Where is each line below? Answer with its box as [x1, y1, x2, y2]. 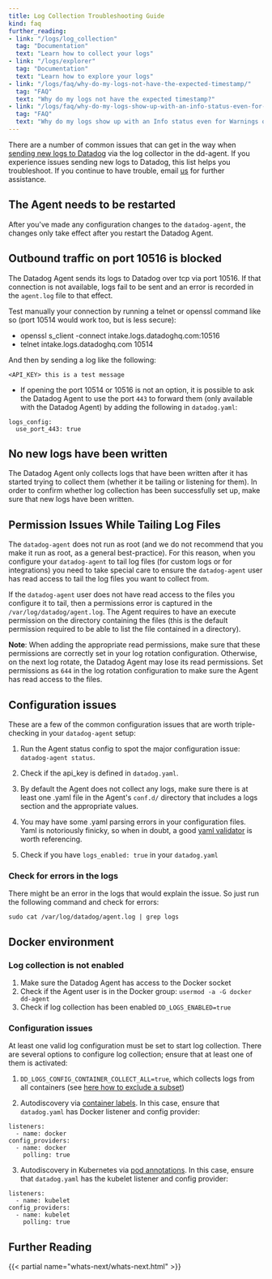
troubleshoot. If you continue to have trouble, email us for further [8, 166, 225, 175]
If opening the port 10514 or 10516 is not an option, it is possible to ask [19, 385, 255, 395]
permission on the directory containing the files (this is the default [8, 616, 228, 625]
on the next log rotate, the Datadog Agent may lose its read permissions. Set [8, 657, 263, 667]
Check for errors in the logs [8, 870, 119, 881]
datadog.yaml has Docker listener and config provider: [19, 1107, 201, 1117]
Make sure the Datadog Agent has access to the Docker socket [19, 978, 232, 987]
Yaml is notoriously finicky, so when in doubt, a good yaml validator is [19, 825, 253, 835]
